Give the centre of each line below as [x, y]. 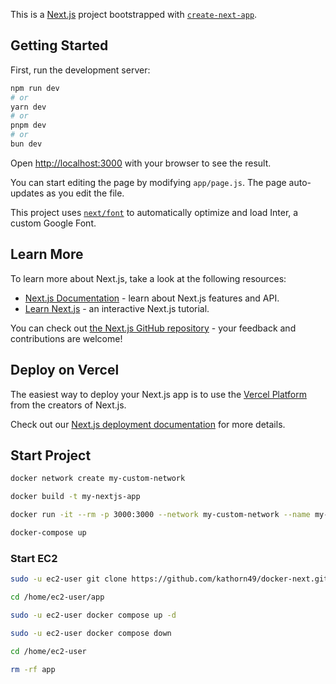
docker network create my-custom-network [98, 479]
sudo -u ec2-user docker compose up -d [93, 615]
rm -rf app [33, 669]
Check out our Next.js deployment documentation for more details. [148, 424]
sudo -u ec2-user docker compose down [91, 633]
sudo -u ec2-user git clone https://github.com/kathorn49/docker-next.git [169, 579]
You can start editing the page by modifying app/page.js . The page [148, 182]
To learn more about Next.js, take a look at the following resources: [148, 278]
